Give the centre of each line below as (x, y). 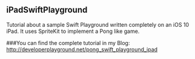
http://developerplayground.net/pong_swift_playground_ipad (82, 49)
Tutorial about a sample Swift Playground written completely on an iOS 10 (98, 24)
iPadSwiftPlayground (47, 10)
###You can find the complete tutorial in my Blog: (68, 43)
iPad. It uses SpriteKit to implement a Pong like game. (73, 31)
